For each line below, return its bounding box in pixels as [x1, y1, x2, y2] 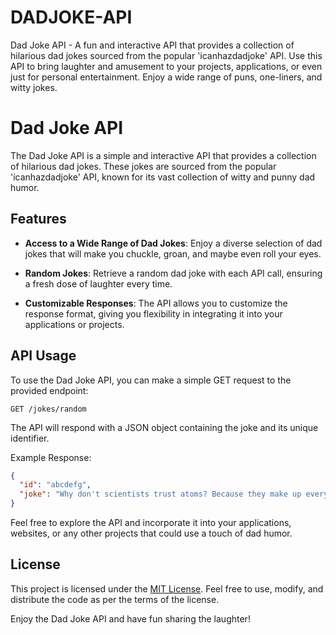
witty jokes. [10, 81, 58, 93]
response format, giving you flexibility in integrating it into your [24, 307, 283, 320]
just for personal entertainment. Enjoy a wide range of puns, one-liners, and [10, 71, 323, 83]
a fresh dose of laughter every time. [24, 277, 173, 290]
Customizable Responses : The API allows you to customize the [24, 297, 288, 309]
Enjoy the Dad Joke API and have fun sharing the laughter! [10, 612, 251, 625]
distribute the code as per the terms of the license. [10, 593, 220, 605]
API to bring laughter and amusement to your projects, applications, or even [10, 60, 323, 72]
